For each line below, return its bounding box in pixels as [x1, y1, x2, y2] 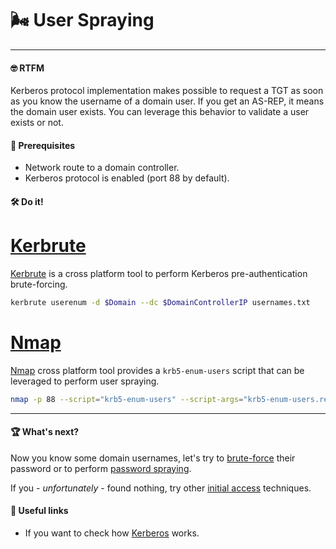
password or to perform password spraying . [10, 462, 192, 474]
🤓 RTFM [10, 62, 45, 74]
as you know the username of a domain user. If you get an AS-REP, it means [10, 95, 325, 107]
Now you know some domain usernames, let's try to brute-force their [10, 452, 296, 464]
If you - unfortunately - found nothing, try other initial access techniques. [10, 482, 312, 494]
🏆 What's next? [10, 426, 80, 438]
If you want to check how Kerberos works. [24, 527, 200, 539]
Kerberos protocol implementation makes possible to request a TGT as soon [10, 85, 324, 97]
